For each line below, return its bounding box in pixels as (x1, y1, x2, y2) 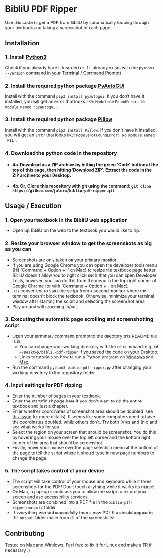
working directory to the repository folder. (12, 369, 96, 375)
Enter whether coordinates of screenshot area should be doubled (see (12, 408, 153, 414)
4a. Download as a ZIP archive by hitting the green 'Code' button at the (12, 161, 158, 167)
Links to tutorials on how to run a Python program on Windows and (19, 354, 154, 360)
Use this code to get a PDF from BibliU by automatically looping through (5, 20, 149, 25)
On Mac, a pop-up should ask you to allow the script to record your (12, 489, 147, 495)
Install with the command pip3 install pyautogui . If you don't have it (5, 93, 145, 99)
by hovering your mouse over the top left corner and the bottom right (12, 434, 151, 440)
